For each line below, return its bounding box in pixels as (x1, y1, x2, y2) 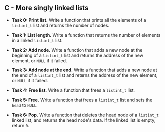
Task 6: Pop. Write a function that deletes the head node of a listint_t (11, 112, 159, 118)
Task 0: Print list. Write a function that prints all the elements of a (11, 17, 146, 23)
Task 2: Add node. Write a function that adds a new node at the (11, 47, 143, 53)
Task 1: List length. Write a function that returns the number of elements (11, 32, 161, 38)
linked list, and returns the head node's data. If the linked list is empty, (11, 117, 156, 123)
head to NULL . (11, 102, 38, 108)
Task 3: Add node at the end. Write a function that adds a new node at (11, 67, 157, 73)
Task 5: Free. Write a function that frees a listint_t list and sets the (11, 97, 153, 103)
